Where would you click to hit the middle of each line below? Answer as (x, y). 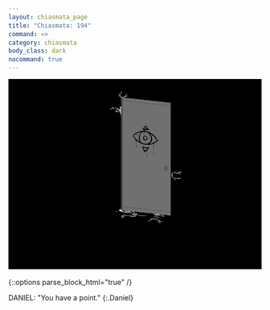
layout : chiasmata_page (48, 17)
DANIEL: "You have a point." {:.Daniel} (71, 298)
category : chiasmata (43, 43)
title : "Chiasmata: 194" (50, 25)
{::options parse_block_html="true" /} (70, 282)
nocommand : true (35, 60)
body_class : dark (37, 51)
